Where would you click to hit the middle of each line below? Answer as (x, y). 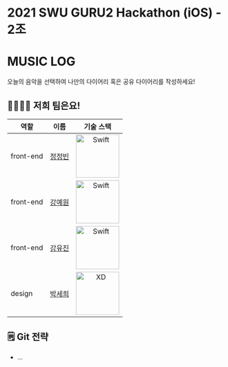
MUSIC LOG (41, 62)
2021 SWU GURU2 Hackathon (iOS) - (114, 13)
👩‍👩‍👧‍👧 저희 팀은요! (44, 105)
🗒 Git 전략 (28, 337)
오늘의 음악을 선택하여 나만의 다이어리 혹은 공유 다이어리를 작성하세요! (101, 82)
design (22, 293)
